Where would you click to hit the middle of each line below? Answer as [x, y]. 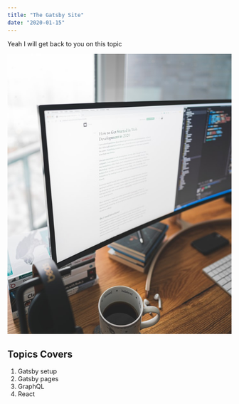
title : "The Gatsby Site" [46, 15]
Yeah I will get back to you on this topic [65, 43]
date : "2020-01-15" [36, 22]
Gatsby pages [38, 379]
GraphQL [31, 387]
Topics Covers [40, 354]
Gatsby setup [37, 371]
